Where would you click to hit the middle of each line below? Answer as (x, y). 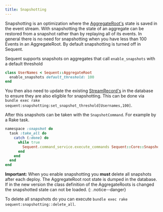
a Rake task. (17, 120)
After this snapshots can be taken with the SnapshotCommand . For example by (81, 115)
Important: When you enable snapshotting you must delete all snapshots (78, 174)
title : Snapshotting (26, 9)
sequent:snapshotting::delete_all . (41, 204)
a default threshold (24, 64)
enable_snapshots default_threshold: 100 (52, 77)
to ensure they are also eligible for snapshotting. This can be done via (75, 96)
